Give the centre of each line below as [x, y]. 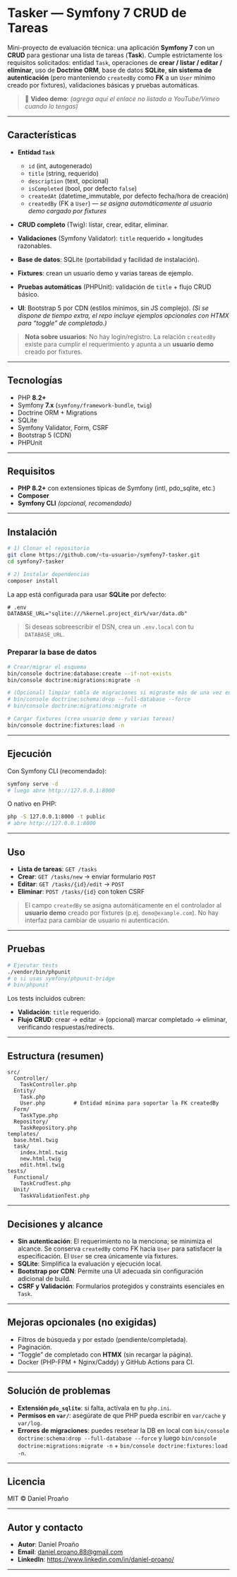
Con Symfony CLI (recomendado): [57, 770]
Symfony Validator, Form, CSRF [63, 427]
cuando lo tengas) [51, 106]
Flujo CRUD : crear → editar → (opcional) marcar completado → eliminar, [122, 1020]
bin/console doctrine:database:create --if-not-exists [90, 673]
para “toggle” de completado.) [62, 323]
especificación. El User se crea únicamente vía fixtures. [98, 1256]
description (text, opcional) [68, 181]
